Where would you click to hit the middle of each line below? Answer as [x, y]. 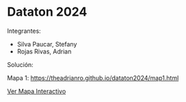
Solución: [21, 64]
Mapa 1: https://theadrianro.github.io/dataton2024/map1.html [93, 78]
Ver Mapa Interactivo [37, 91]
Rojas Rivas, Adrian [44, 51]
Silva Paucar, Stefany [47, 44]
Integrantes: [24, 31]
